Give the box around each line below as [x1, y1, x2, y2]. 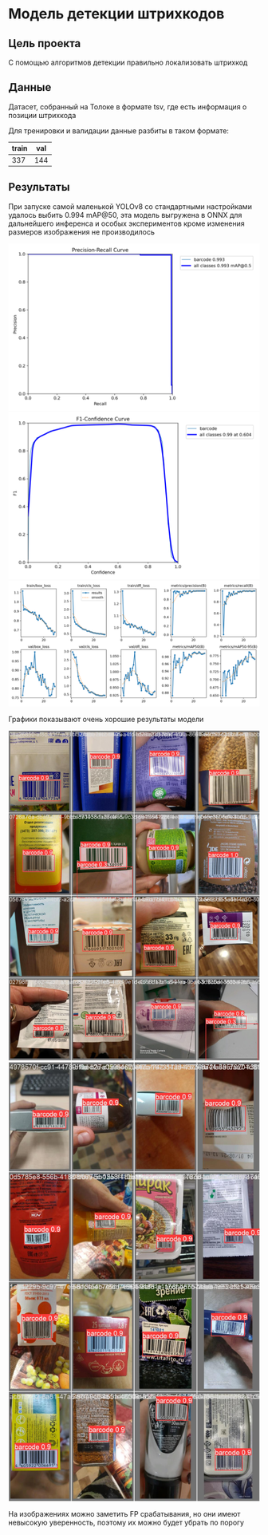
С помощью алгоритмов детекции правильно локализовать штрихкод [8, 57, 248, 67]
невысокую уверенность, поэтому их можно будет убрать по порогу [8, 1517, 245, 1527]
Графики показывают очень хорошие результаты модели [8, 715, 204, 724]
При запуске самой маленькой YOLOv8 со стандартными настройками [8, 201, 253, 211]
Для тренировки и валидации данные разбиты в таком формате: [8, 125, 230, 136]
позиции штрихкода [8, 110, 77, 120]
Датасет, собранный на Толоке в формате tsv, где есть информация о [8, 101, 247, 112]
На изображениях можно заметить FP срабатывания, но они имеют [8, 1509, 241, 1518]
